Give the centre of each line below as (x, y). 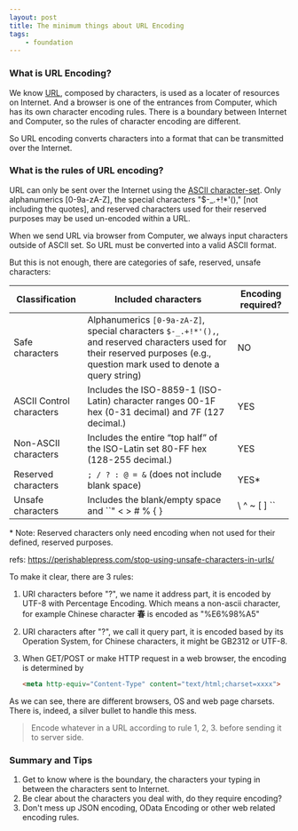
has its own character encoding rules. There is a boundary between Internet (148, 111)
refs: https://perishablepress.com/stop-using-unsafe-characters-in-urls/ (142, 559)
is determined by (53, 667)
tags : (19, 34)
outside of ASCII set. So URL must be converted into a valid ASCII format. (143, 244)
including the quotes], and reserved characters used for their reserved (138, 209)
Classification (47, 299)
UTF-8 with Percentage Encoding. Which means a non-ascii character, (151, 603)
